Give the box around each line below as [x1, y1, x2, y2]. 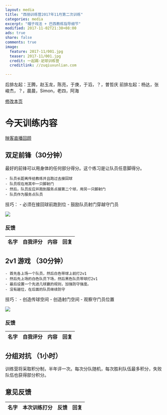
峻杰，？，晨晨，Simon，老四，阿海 [5, 88, 80, 94]
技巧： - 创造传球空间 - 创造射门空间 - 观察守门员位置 [5, 296, 114, 302]
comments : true [5, 40, 37, 45]
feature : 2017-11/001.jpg [9, 49, 64, 54]
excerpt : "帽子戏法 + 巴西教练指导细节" [5, 21, 81, 26]
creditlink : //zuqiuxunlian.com [9, 63, 77, 68]
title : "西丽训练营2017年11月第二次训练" [5, 12, 83, 17]
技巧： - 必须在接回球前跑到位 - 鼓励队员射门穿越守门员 [5, 201, 119, 207]
